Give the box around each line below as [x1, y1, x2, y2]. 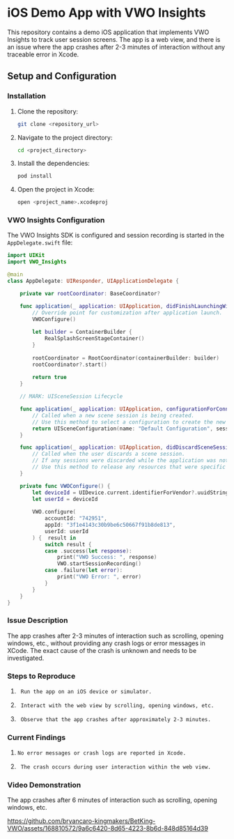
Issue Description [7, 615, 68, 625]
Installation [7, 91, 47, 101]
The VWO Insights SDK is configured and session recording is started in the [7, 231, 225, 240]
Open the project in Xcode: [17, 185, 95, 194]
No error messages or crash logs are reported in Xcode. [17, 749, 187, 757]
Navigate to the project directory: [17, 133, 113, 141]
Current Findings [7, 732, 66, 742]
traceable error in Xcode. [7, 50, 79, 59]
